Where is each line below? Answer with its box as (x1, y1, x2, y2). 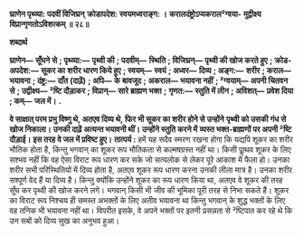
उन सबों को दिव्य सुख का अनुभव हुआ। (9, 215, 120, 226)
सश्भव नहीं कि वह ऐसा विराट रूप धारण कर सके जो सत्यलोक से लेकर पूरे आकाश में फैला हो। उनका (9, 155, 290, 165)
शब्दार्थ (9, 37, 28, 47)
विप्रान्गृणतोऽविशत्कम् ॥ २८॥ (9, 19, 90, 29)
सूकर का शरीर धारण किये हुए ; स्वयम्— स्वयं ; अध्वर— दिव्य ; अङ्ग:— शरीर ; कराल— (40, 65, 291, 76)
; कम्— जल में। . (9, 96, 62, 106)
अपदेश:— (9, 65, 39, 76)
